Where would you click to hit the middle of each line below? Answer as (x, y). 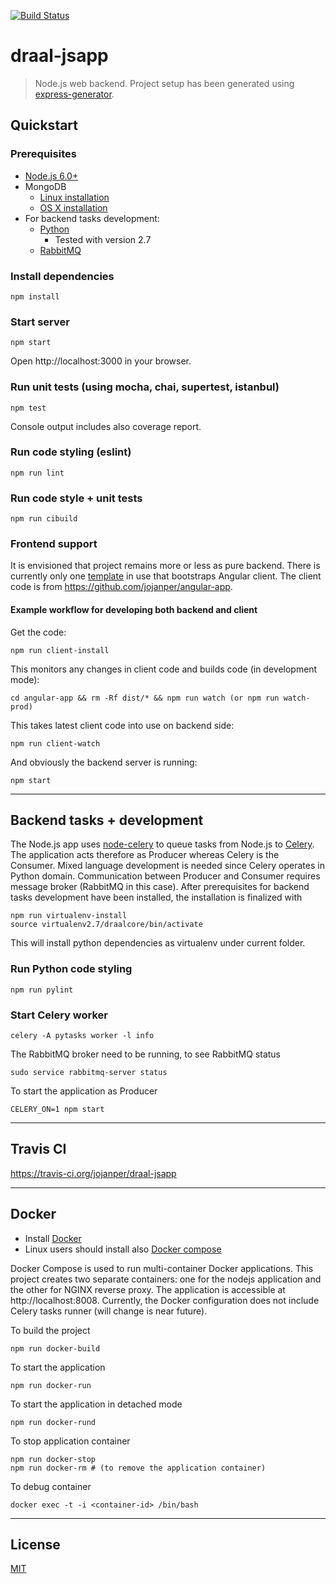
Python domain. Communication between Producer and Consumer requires (165, 876)
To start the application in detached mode (96, 1404)
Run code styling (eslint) (71, 452)
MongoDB (45, 186)
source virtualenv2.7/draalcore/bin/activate (106, 925)
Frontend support (54, 544)
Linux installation (74, 197)
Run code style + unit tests (76, 498)
